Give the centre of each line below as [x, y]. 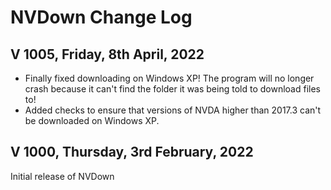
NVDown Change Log [101, 17]
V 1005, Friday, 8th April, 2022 [107, 54]
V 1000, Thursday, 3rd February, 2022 [132, 152]
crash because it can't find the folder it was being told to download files [172, 89]
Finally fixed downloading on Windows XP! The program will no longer [169, 78]
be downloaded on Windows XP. [92, 120]
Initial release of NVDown [62, 176]
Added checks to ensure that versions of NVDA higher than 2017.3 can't [173, 110]
